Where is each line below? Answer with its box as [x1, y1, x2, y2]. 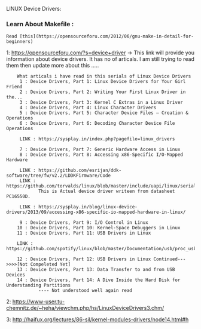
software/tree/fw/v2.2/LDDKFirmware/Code [6, 173, 111, 179]
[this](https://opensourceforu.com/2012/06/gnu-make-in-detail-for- [19, 33, 194, 39]
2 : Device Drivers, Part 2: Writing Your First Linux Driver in [19, 89, 186, 95]
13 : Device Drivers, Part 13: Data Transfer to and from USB [17, 267, 175, 273]
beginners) [6, 39, 33, 45]
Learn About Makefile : [6, 20, 74, 28]
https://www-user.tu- [12, 298, 65, 305]
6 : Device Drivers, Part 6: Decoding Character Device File [19, 121, 175, 127]
